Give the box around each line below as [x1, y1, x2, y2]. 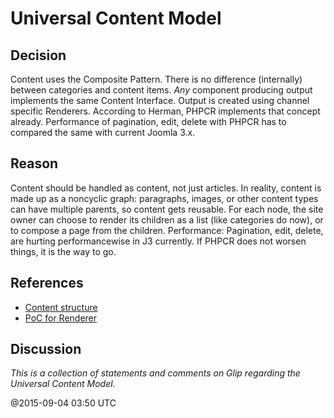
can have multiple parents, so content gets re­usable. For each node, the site [10, 203, 324, 215]
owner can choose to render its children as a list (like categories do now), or [10, 213, 324, 226]
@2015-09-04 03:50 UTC [10, 397, 117, 409]
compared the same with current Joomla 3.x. [10, 127, 196, 138]
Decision [10, 47, 67, 64]
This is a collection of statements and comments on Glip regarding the [10, 367, 301, 379]
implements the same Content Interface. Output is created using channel [10, 95, 310, 106]
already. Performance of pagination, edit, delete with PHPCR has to [10, 116, 287, 127]
